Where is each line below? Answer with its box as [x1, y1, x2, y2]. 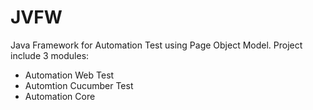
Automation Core [24, 90, 96, 102]
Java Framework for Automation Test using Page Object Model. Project [10, 39, 303, 51]
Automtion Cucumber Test [24, 79, 134, 91]
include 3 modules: [10, 49, 90, 61]
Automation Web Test [24, 69, 115, 81]
